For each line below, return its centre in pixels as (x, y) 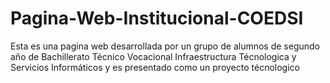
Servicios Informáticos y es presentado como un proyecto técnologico (155, 67)
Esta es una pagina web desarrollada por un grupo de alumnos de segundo (165, 46)
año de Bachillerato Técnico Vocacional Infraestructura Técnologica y (153, 56)
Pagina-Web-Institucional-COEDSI (157, 18)
